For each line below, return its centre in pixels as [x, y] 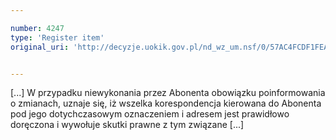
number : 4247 [37, 28]
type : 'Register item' [57, 37]
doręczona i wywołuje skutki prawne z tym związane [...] [127, 125]
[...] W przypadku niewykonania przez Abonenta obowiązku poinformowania [168, 93]
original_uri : [40, 47]
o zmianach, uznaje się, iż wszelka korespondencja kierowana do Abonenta [166, 103]
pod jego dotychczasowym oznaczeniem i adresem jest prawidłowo [150, 114]
